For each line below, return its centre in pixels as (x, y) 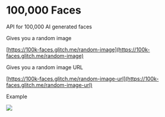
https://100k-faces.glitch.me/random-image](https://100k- (79, 49)
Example (17, 96)
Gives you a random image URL (45, 67)
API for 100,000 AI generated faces (49, 27)
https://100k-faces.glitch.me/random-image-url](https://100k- (83, 79)
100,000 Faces (44, 10)
